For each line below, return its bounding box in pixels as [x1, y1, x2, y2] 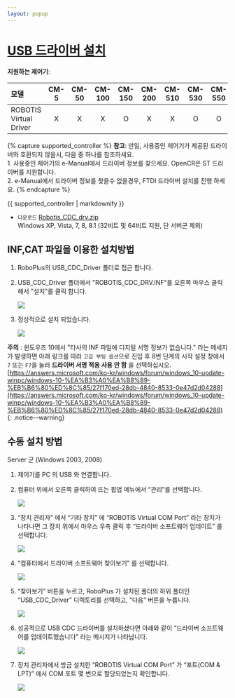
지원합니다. [25, 168, 57, 176]
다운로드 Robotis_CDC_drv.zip [17, 213, 99, 221]
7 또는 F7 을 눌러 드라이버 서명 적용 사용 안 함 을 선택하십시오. [7, 361, 171, 369]
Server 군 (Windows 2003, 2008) [7, 455, 103, 464]
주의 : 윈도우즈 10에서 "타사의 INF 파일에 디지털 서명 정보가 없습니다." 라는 [7, 343, 210, 351]
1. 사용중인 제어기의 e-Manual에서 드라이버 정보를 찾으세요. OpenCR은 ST [7, 159, 211, 167]
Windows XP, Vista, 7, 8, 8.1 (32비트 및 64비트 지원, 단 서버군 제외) [17, 221, 204, 229]
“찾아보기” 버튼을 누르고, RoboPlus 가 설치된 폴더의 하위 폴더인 [17, 587, 190, 596]
